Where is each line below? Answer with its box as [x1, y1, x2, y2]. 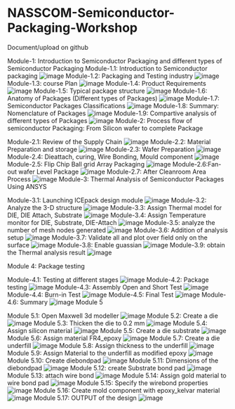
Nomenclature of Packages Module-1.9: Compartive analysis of [7, 109, 217, 117]
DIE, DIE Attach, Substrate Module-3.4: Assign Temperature [7, 211, 206, 219]
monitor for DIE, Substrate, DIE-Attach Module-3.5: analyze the [7, 218, 215, 226]
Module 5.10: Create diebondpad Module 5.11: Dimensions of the [7, 356, 219, 365]
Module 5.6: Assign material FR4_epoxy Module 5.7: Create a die [7, 334, 220, 342]
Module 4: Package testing [7, 261, 86, 270]
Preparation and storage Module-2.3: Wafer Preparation [7, 145, 195, 153]
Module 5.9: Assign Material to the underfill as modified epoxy [7, 349, 187, 357]
